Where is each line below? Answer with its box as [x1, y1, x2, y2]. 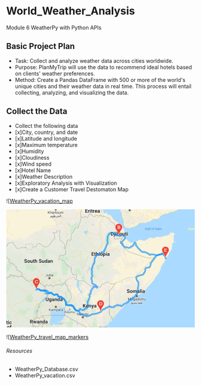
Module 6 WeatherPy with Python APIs [6, 24, 102, 31]
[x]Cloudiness [14, 154, 50, 161]
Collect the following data [14, 122, 78, 129]
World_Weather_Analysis [6, 4, 136, 18]
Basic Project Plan [6, 41, 75, 51]
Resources [6, 347, 33, 354]
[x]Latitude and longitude [14, 135, 78, 142]
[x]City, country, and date [14, 129, 78, 136]
